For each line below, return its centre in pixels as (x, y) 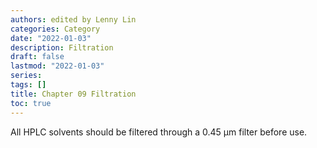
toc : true (31, 103)
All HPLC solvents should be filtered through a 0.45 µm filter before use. (159, 132)
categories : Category (55, 29)
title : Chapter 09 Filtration (73, 94)
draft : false (37, 57)
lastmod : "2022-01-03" (57, 66)
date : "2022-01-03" (51, 38)
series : (26, 76)
